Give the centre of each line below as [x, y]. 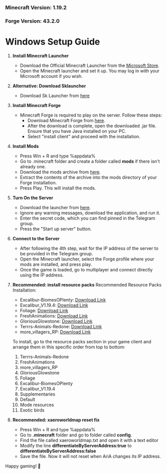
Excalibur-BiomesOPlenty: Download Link [63, 300]
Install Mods [26, 146]
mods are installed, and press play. [56, 264]
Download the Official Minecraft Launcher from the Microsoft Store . [90, 65]
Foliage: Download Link [44, 310]
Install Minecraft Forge [37, 105]
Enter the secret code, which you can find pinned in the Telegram [88, 218]
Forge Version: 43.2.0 [33, 21]
